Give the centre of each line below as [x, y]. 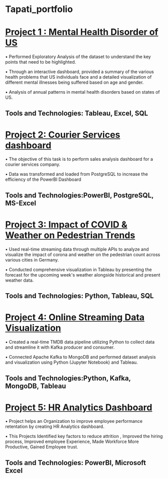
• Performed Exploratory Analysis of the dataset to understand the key [78, 57]
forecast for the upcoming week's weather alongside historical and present [83, 275]
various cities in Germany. [32, 260]
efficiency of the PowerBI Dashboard [43, 179]
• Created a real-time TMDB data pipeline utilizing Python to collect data [80, 342]
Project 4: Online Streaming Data [75, 317]
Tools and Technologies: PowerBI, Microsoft [76, 463]
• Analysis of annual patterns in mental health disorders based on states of [82, 92]
